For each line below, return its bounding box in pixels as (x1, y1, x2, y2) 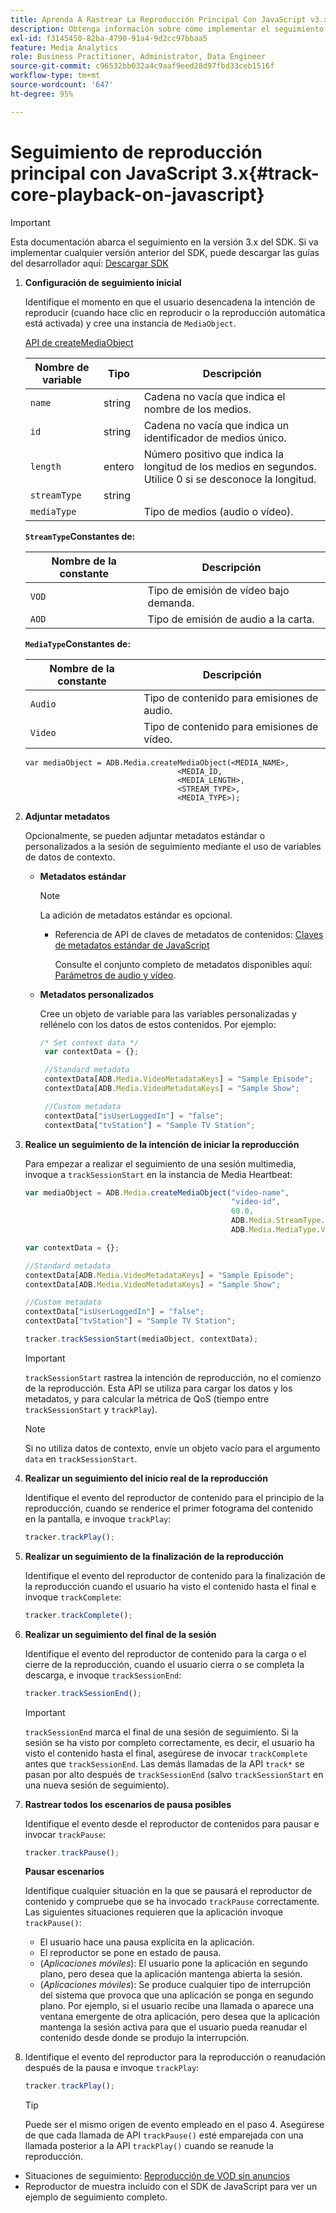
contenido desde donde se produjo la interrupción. (39, 2032, 250, 2044)
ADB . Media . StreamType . (231, 1216, 326, 1226)
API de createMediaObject (24, 336, 134, 348)
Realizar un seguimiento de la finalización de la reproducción (24, 1550, 284, 1562)
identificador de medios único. (143, 431, 287, 445)
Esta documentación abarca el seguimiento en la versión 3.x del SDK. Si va (10, 236, 319, 248)
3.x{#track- (221, 162, 320, 185)
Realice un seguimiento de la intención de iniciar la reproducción (24, 1138, 300, 1150)
